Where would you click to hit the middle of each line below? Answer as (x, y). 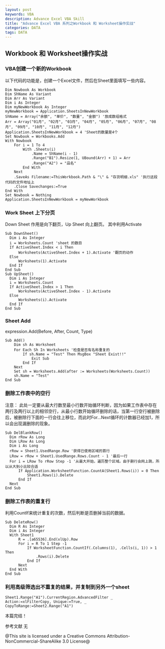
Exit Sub (40, 359)
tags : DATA (16, 32)
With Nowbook (18, 141)
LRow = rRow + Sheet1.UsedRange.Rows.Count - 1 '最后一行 (69, 456)
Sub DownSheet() (22, 233)
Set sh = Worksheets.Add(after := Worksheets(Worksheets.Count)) (82, 371)
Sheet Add (18, 321)
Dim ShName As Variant (28, 94)
